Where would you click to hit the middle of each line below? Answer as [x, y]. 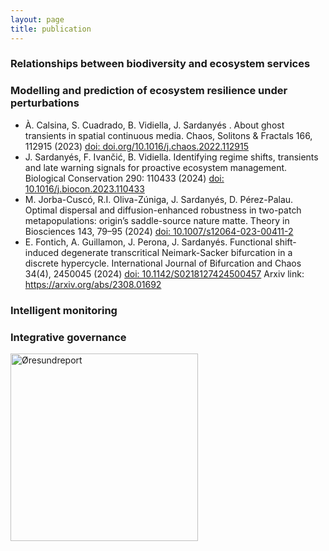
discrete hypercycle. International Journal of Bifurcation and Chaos [163, 263]
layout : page [37, 19]
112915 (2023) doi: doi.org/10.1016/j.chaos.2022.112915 [137, 146]
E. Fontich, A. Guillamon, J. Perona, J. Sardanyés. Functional [148, 242]
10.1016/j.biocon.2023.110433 [84, 188]
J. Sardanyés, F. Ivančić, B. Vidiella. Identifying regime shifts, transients [171, 157]
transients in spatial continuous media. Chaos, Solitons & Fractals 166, [168, 135]
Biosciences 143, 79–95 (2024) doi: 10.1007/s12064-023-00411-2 [159, 231]
